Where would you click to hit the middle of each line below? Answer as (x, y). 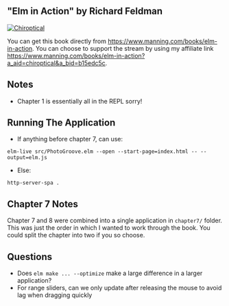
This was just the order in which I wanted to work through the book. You (109, 228)
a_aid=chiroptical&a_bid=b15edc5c (57, 63)
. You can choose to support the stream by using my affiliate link (123, 48)
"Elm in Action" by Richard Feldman (85, 11)
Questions (30, 257)
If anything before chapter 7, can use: (70, 139)
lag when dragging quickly (55, 295)
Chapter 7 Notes (43, 204)
